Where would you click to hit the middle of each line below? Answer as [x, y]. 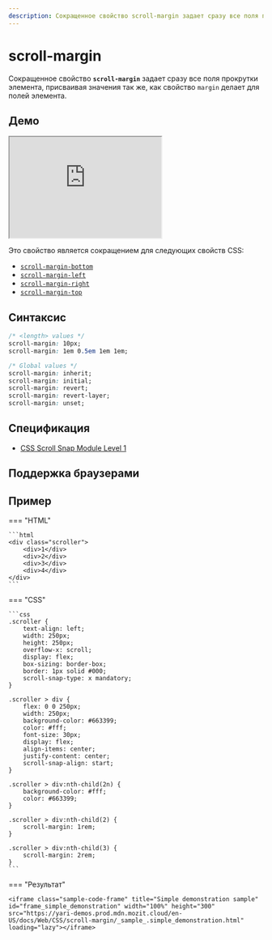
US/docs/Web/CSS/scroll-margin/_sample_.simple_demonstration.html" [126, 921]
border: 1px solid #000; [65, 671]
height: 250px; [49, 643]
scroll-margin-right [55, 284]
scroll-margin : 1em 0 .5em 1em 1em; [68, 351]
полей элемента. [38, 95]
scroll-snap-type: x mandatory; [77, 679]
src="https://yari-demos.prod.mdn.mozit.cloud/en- [96, 914]
